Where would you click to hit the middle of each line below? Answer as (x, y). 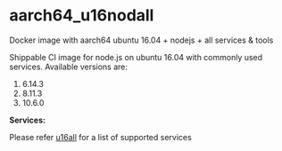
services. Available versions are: (68, 67)
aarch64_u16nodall (82, 16)
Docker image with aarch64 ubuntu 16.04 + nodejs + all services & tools (141, 40)
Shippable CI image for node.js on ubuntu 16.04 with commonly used (136, 57)
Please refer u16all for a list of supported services (100, 137)
